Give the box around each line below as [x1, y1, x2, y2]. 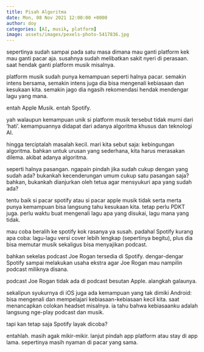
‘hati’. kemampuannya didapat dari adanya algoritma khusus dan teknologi [6, 122, 192, 130]
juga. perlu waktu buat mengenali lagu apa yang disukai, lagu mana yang [6, 209, 189, 217]
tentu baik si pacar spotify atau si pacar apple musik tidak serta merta [6, 197, 181, 204]
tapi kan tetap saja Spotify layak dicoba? [6, 320, 108, 328]
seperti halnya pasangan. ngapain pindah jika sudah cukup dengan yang [6, 166, 188, 173]
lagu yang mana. [6, 93, 48, 100]
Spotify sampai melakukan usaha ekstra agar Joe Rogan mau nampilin [6, 259, 183, 267]
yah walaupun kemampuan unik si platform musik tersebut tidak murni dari [6, 116, 194, 124]
